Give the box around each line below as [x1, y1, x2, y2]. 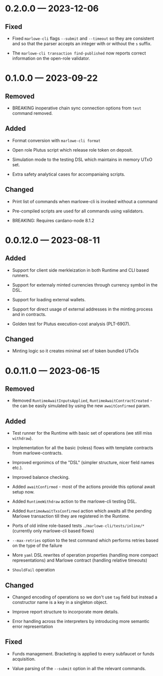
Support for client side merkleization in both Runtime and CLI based [12, 267, 149, 273]
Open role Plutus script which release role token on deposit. [12, 147, 133, 153]
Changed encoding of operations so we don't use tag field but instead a [12, 594, 158, 600]
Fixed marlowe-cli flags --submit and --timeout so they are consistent [12, 35, 154, 41]
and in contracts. [12, 311, 47, 317]
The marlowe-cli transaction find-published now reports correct [12, 50, 146, 56]
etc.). [12, 465, 23, 471]
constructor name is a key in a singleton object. [12, 599, 108, 605]
